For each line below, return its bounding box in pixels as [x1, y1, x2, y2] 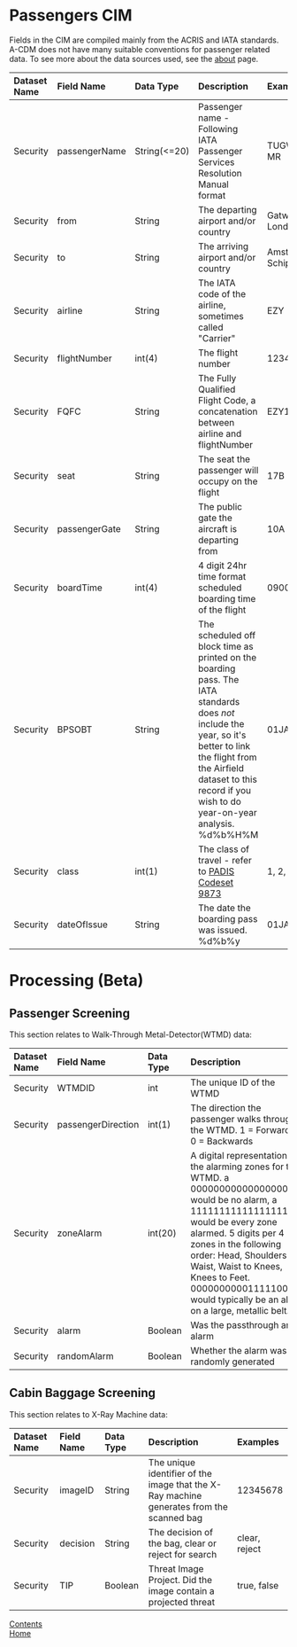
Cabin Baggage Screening [9, 1386, 156, 1401]
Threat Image [148, 1562, 204, 1574]
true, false [237, 1579, 279, 1591]
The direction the [190, 1101, 262, 1113]
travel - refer [198, 854, 252, 866]
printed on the [198, 651, 257, 663]
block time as [198, 640, 254, 652]
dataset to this [198, 773, 258, 785]
